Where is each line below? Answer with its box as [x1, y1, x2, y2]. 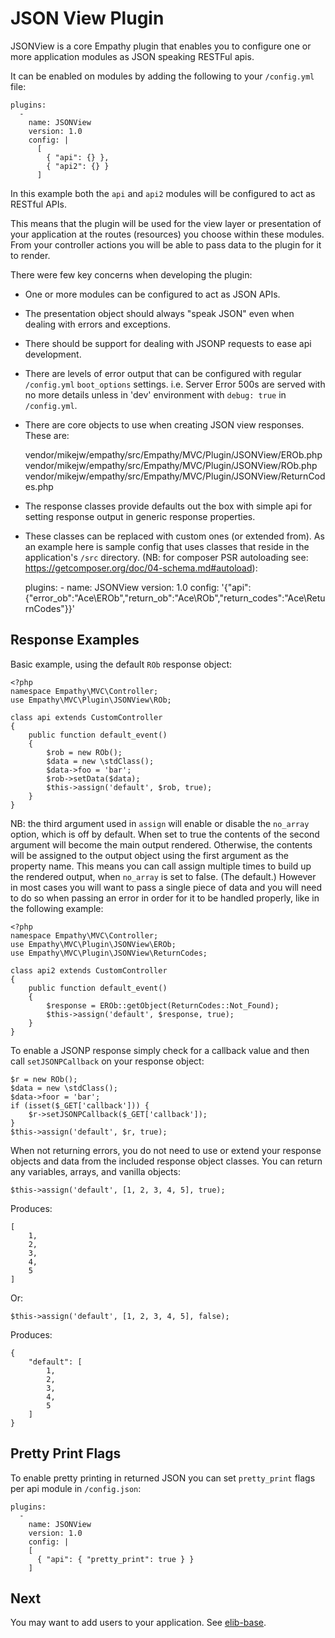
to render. [10, 249, 51, 261]
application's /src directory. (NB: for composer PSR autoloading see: [24, 551, 309, 563]
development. [24, 348, 82, 360]
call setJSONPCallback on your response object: [10, 1055, 205, 1067]
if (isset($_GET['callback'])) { [10, 1100, 150, 1111]
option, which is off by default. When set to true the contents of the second [10, 828, 320, 840]
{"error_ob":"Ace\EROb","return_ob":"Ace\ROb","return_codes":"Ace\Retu [24, 592, 326, 604]
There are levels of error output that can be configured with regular [24, 367, 302, 379]
